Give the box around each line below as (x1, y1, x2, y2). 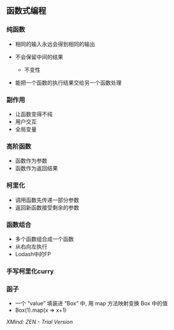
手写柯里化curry (6, 267, 55, 276)
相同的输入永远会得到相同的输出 (15, 40, 95, 47)
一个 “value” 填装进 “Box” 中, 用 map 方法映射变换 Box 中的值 (15, 300, 168, 307)
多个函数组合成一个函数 (15, 235, 74, 242)
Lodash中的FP (15, 250, 52, 257)
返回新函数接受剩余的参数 (15, 203, 79, 211)
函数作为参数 (15, 157, 47, 165)
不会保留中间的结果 (15, 53, 64, 61)
